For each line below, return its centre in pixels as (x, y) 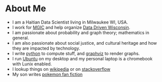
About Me (26, 9)
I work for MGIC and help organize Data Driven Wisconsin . (71, 27)
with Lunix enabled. (32, 64)
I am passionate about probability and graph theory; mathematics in (81, 32)
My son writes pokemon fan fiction (47, 74)
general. (21, 38)
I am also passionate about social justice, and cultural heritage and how (84, 43)
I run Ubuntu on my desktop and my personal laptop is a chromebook (82, 58)
